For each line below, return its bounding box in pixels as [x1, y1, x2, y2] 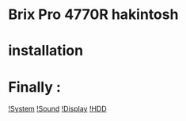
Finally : [8, 78, 62, 96]
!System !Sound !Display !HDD [8, 104, 107, 114]
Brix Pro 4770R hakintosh [8, 6, 179, 24]
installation [8, 42, 84, 60]
